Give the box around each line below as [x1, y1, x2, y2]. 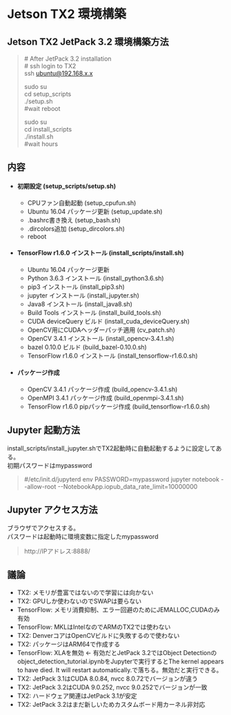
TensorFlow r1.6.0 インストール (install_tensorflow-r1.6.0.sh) [27, 351, 198, 360]
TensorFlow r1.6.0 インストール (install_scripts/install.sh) [17, 249, 184, 257]
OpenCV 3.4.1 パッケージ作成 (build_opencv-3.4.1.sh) [27, 385, 178, 393]
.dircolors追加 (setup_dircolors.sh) [27, 225, 125, 233]
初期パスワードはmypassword [7, 461, 92, 469]
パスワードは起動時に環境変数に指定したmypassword [7, 532, 159, 541]
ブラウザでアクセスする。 [7, 524, 80, 532]
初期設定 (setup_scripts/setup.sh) [17, 182, 117, 190]
